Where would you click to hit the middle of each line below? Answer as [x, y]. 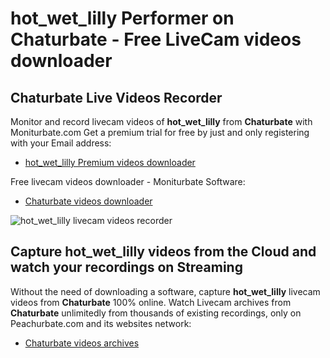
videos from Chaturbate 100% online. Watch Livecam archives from [151, 302]
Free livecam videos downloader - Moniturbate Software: [128, 181]
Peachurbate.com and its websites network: [101, 323]
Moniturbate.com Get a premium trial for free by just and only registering [160, 132]
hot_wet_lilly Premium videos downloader [110, 162]
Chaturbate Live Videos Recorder [116, 97]
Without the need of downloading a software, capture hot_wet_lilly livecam [165, 291]
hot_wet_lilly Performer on [122, 18]
